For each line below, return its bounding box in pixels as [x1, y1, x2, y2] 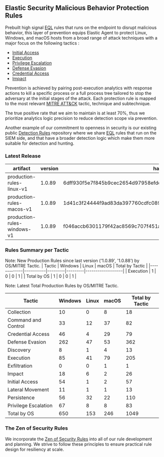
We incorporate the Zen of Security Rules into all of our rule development [5, 436, 152, 442]
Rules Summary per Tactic [5, 247, 69, 254]
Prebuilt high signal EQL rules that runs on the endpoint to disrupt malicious [5, 24, 157, 30]
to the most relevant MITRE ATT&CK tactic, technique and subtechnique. [5, 100, 151, 107]
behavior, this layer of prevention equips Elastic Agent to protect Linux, [5, 29, 147, 36]
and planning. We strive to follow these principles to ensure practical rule [5, 441, 152, 447]
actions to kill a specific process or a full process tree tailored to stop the [5, 90, 152, 96]
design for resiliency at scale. [5, 446, 64, 452]
